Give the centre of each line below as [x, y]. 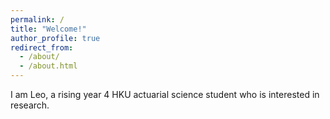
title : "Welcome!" [48, 29]
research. [30, 105]
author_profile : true [55, 38]
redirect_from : [42, 47]
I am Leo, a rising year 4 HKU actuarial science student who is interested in [165, 94]
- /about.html [48, 66]
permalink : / [37, 19]
